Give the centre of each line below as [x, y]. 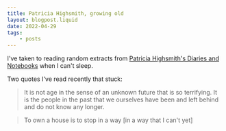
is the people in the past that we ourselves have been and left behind [121, 99]
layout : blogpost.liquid [42, 20]
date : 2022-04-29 [32, 26]
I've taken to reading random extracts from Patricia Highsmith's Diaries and [113, 58]
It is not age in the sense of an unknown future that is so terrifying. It [121, 93]
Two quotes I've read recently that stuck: [65, 79]
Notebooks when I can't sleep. [50, 66]
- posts [30, 39]
